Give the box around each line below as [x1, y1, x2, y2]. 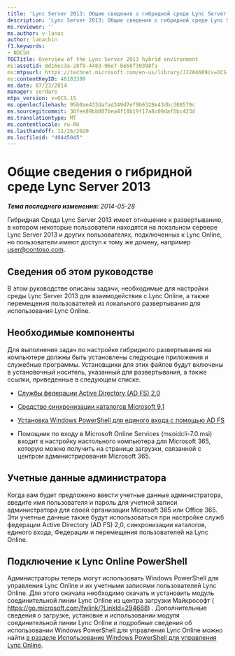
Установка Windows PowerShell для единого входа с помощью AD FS [17, 416, 225, 424]
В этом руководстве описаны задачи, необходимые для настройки [7, 284, 208, 293]
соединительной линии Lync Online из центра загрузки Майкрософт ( [7, 596, 215, 605]
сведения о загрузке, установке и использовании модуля [7, 611, 180, 620]
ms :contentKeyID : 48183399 [7, 75, 86, 83]
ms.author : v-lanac [7, 29, 64, 37]
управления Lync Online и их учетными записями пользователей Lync [7, 582, 217, 590]
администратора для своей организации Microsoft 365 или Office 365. [7, 505, 218, 514]
